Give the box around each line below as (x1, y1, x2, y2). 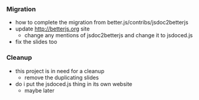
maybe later (24, 87, 55, 94)
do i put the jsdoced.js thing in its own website (15, 80, 133, 87)
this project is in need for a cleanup (15, 67, 105, 74)
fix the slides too (15, 38, 58, 46)
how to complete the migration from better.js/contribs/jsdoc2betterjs (15, 19, 189, 26)
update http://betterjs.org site (15, 25, 90, 32)
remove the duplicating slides (24, 74, 99, 81)
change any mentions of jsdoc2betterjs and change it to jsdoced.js (24, 32, 193, 39)
